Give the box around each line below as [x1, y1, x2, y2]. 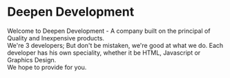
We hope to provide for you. [7, 63, 87, 71]
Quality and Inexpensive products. [7, 34, 105, 42]
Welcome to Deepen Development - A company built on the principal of [7, 27, 211, 35]
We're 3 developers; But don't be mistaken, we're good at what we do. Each [7, 41, 224, 49]
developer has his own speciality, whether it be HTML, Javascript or [7, 49, 201, 57]
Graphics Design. [7, 55, 57, 64]
